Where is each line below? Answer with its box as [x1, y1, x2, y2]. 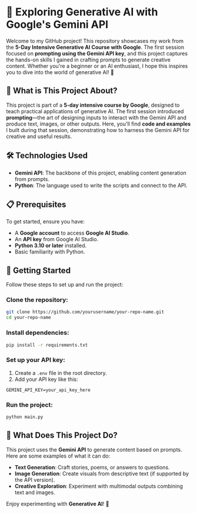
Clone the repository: [6, 296, 69, 304]
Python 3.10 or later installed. [14, 242, 87, 249]
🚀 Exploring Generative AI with [6, 5, 158, 19]
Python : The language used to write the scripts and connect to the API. [14, 182, 188, 189]
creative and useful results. [6, 133, 72, 140]
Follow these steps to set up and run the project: [6, 281, 123, 288]
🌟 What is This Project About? [6, 85, 118, 96]
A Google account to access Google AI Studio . [14, 229, 129, 236]
